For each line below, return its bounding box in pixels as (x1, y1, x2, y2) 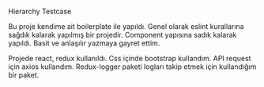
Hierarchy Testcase (8, 7, 72, 16)
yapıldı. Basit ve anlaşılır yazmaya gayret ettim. (8, 38, 160, 48)
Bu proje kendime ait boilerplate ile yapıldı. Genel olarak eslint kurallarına (8, 22, 244, 31)
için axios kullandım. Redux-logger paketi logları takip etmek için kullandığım (8, 62, 257, 71)
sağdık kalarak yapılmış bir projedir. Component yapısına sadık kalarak (8, 31, 237, 39)
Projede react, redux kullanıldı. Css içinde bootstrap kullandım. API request (8, 54, 251, 63)
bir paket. (8, 71, 40, 79)
